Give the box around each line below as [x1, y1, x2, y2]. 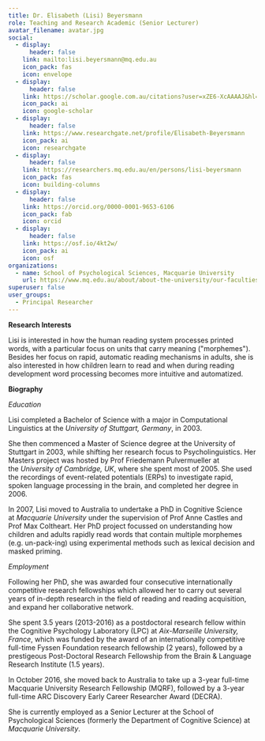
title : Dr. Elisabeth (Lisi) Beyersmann [8, 11, 144, 20]
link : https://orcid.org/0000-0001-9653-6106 [22, 202, 175, 210]
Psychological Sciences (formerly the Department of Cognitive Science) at [8, 715, 251, 724]
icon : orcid [22, 217, 62, 225]
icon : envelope [22, 70, 73, 78]
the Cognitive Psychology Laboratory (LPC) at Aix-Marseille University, [8, 626, 239, 635]
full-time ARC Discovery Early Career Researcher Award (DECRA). [8, 691, 223, 701]
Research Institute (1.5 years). [8, 660, 105, 669]
